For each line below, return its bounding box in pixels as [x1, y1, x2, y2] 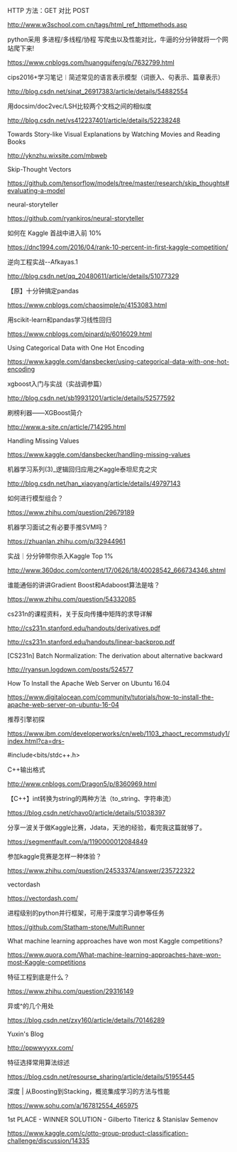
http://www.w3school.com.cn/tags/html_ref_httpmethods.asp [7, 21, 187, 28]
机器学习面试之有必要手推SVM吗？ [7, 523, 109, 531]
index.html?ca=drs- [7, 737, 65, 745]
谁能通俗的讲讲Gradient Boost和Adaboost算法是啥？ [7, 581, 160, 589]
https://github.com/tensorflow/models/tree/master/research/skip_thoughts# [7, 179, 230, 187]
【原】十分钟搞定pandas [7, 287, 79, 295]
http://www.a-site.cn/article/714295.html [7, 423, 126, 431]
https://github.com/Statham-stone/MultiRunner [7, 923, 145, 931]
